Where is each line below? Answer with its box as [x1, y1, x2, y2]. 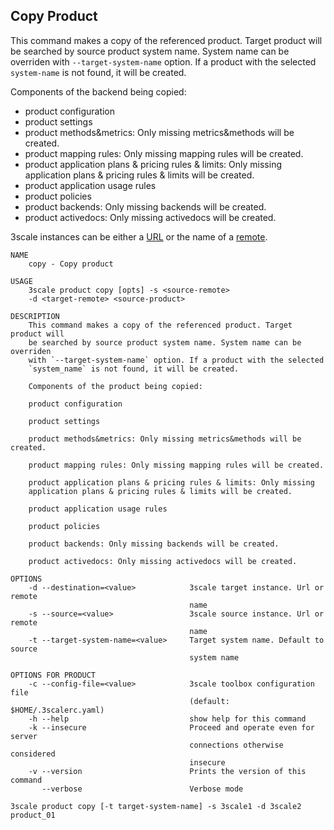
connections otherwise [189, 740, 284, 750]
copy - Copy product [28, 259, 114, 269]
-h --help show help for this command [28, 714, 307, 724]
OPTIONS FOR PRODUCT [10, 670, 97, 680]
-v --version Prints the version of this [28, 766, 307, 776]
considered [10, 749, 56, 759]
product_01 [10, 810, 56, 820]
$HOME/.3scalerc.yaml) [10, 705, 105, 715]
